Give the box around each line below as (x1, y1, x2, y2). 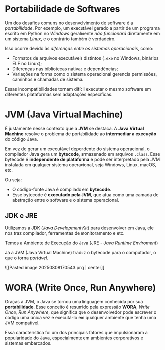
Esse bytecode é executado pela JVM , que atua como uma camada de (12, 191, 159, 198)
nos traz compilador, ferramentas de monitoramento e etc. (5, 230, 125, 236)
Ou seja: (5, 176, 22, 183)
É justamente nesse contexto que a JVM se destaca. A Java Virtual (5, 125, 144, 131)
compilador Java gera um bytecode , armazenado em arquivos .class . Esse (5, 151, 160, 157)
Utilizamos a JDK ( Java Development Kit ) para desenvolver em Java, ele (5, 225, 154, 231)
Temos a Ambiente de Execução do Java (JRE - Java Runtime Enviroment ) (5, 240, 158, 246)
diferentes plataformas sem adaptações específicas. (5, 91, 113, 97)
